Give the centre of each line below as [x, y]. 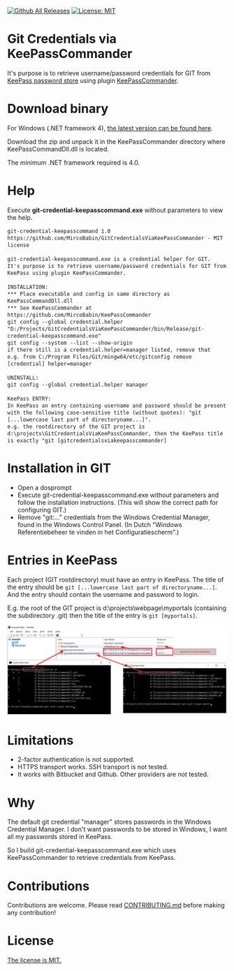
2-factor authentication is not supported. [76, 759]
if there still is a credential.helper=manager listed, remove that [109, 350]
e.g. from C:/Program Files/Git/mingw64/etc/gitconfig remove [100, 357]
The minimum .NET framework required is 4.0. [74, 162]
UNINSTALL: [23, 378]
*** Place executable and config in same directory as [89, 294]
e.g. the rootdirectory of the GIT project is [76, 427]
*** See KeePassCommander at [50, 308]
